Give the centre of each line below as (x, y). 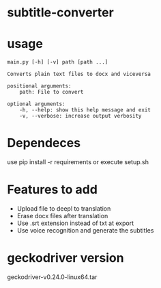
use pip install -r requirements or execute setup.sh (78, 162)
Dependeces (44, 143)
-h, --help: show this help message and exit (85, 110)
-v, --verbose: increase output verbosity (80, 116)
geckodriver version (65, 258)
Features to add (52, 190)
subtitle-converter (60, 13)
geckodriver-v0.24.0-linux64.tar (52, 277)
